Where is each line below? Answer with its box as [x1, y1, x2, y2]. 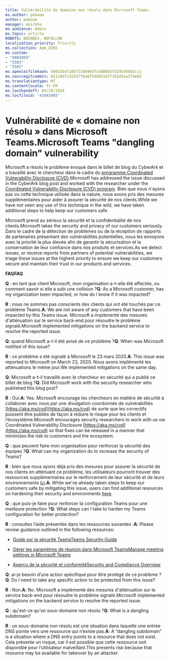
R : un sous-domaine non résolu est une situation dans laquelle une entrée [5, 623, 161, 629]
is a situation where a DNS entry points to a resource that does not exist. [5, 633, 157, 640]
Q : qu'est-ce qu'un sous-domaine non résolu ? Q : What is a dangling [5, 607, 149, 614]
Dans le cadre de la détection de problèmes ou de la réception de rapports [5, 228, 161, 235]
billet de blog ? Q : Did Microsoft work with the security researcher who [5, 379, 152, 386]
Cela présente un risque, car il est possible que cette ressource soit [5, 639, 147, 645]
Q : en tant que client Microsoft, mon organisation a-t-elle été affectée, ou [5, 281, 160, 287]
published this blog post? [5, 385, 58, 391]
